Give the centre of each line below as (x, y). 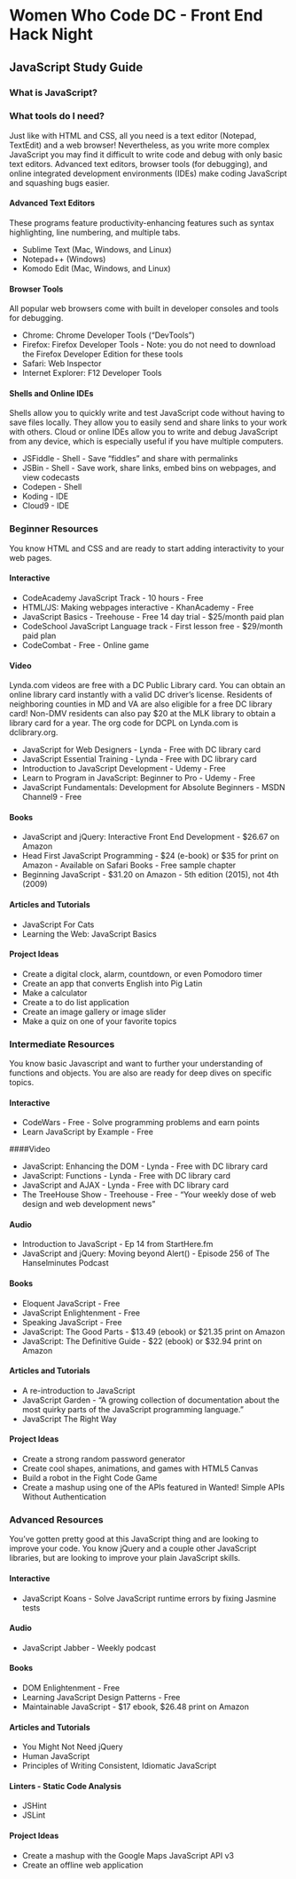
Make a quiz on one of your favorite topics (99, 1021)
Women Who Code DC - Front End (136, 16)
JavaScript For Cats (58, 924)
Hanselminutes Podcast (65, 1263)
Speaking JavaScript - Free (72, 1322)
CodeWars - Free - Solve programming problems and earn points (140, 1123)
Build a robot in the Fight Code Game (90, 1478)
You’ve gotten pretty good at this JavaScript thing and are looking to (134, 1539)
